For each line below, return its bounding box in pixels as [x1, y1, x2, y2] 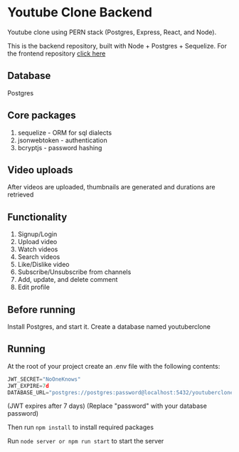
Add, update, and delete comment [17, 275, 118, 284]
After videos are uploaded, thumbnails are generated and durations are [7, 183, 216, 191]
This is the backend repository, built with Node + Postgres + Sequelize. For [7, 41, 228, 50]
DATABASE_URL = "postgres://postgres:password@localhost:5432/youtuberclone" [7, 389, 237, 396]
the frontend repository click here [7, 49, 106, 58]
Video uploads [7, 164, 73, 176]
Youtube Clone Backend [7, 4, 153, 21]
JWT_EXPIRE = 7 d [7, 382, 50, 389]
